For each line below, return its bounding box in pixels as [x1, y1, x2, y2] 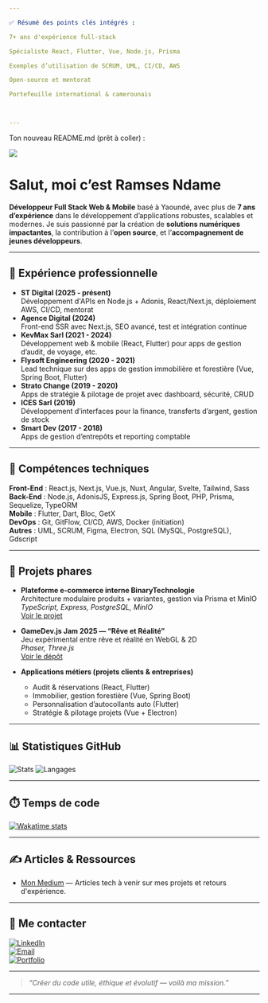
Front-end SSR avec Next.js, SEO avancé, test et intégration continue [20, 322, 247, 331]
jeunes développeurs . [9, 236, 83, 245]
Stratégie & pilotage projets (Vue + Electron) [32, 708, 177, 717]
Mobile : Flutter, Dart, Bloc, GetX [9, 509, 116, 518]
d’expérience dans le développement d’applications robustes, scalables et [9, 210, 254, 220]
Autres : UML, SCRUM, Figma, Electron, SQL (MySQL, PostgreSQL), [9, 525, 231, 535]
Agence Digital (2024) [20, 313, 96, 322]
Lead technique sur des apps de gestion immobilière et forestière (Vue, [20, 364, 254, 373]
